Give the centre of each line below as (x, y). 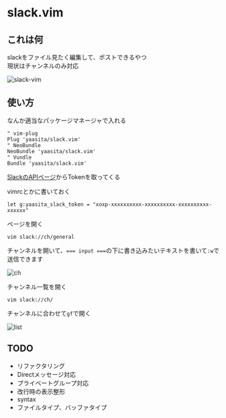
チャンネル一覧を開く (37, 287)
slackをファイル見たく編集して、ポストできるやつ (77, 57)
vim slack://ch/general (41, 237)
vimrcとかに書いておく (39, 191)
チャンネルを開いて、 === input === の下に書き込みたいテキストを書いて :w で (113, 250)
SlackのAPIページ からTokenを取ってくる (64, 177)
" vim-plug (23, 133)
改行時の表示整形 (41, 391)
